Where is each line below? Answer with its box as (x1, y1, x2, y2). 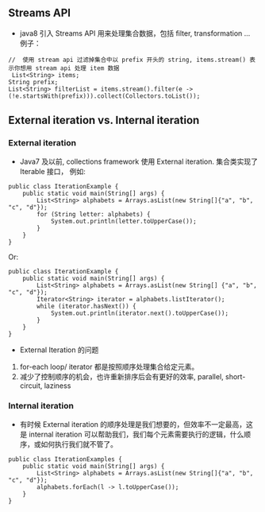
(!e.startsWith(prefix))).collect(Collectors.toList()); (8, 91, 201, 100)
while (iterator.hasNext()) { (36, 302, 136, 310)
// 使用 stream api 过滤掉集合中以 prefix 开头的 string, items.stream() (8, 56, 247, 64)
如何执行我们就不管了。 (40, 439, 117, 448)
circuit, (19, 381, 43, 390)
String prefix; (8, 78, 59, 86)
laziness (44, 381, 71, 390)
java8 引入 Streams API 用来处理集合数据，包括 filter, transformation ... (19, 28, 251, 38)
